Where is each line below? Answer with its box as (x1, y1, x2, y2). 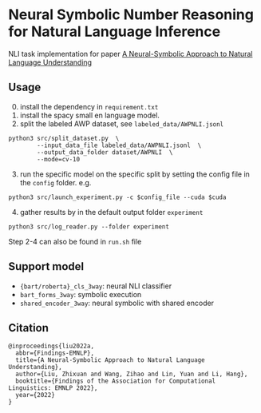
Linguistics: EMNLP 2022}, (8, 384, 98, 392)
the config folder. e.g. (19, 177, 92, 187)
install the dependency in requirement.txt (19, 101, 159, 111)
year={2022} (15, 391, 56, 399)
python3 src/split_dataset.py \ (8, 134, 120, 142)
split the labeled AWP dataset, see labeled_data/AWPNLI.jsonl (19, 118, 224, 129)
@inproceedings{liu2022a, (8, 342, 94, 351)
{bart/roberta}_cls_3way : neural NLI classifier (19, 281, 172, 291)
